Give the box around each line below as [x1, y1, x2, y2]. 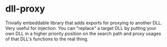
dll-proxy [5, 3, 45, 15]
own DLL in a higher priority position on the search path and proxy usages [5, 30, 161, 36]
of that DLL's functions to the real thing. [5, 36, 89, 42]
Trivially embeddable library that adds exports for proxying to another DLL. [5, 20, 162, 26]
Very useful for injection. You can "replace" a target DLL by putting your [5, 25, 157, 31]
